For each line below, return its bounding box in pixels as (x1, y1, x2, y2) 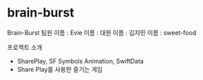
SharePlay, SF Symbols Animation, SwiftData (17, 57, 144, 65)
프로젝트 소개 (7, 43, 43, 51)
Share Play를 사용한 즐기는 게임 (17, 65, 103, 73)
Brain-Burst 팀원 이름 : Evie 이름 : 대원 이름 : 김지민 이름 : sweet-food (7, 28, 197, 37)
